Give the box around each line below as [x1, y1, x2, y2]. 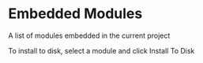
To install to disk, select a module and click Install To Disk [8, 46, 195, 55]
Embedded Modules [8, 5, 143, 23]
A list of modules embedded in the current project [8, 31, 171, 40]
